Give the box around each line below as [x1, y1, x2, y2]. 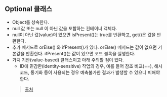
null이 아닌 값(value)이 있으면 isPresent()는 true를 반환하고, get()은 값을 [12, 32, 156, 38]
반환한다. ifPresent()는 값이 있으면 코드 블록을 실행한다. [25, 50, 136, 56]
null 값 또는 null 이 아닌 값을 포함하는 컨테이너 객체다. [12, 25, 117, 31]
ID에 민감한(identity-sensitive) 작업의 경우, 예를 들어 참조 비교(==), [19, 63, 153, 69]
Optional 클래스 [5, 5, 53, 14]
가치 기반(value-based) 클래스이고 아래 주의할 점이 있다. [12, 57, 124, 63]
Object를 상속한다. [12, 19, 49, 25]
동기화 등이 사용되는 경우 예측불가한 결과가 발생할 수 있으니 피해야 [30, 69, 160, 75]
